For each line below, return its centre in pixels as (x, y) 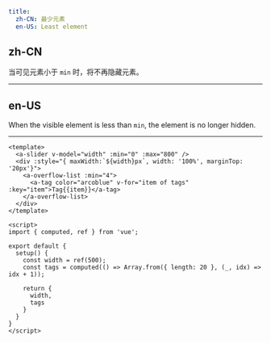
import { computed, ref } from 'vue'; (73, 232)
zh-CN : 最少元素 (41, 19)
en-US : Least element (52, 27)
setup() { (32, 253)
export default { (38, 246)
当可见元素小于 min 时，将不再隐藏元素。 (76, 72)
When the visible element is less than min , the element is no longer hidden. (132, 125)
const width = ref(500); (65, 261)
